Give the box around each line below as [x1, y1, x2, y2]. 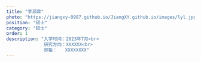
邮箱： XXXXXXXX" [44, 47, 90, 53]
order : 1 [6, 31, 28, 37]
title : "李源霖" [6, 8, 44, 15]
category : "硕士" [6, 25, 48, 31]
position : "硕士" [6, 19, 48, 25]
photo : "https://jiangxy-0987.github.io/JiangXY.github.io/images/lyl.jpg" [6, 14, 199, 20]
